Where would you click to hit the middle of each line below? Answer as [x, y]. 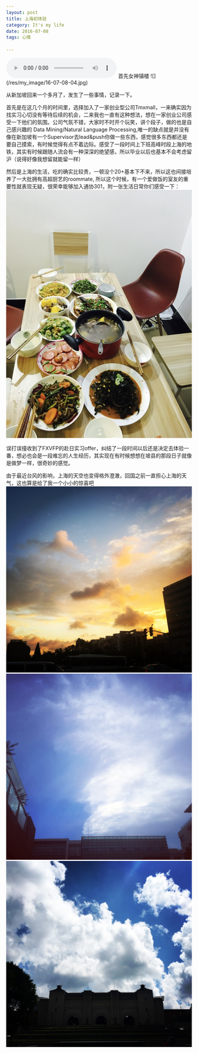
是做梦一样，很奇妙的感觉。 [40, 463]
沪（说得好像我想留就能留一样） [45, 159]
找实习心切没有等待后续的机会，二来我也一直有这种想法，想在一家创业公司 [96, 115]
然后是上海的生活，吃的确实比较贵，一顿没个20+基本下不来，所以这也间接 [96, 172]
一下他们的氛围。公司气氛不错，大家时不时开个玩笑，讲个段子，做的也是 [99, 122]
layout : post [22, 12]
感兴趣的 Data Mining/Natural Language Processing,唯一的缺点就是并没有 [100, 129]
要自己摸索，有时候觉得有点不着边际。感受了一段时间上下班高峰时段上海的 [96, 144]
